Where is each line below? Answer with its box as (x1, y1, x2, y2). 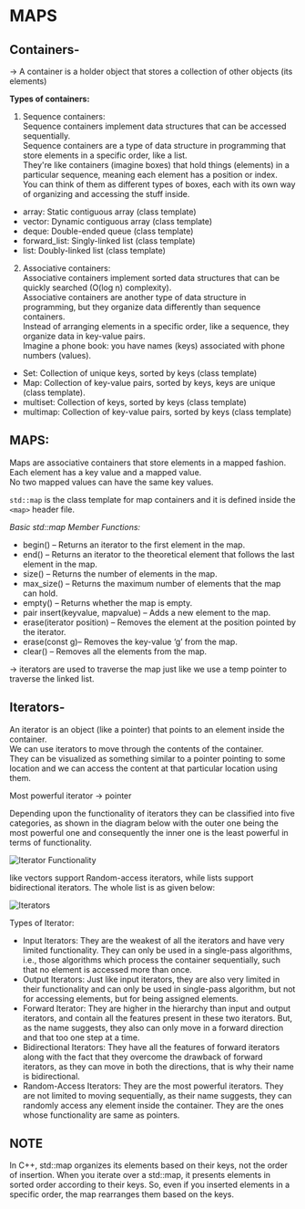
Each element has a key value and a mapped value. (9, 466, 202, 477)
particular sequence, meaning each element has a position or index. (22, 170, 278, 180)
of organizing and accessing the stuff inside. (22, 189, 190, 199)
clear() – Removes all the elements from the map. (22, 645, 208, 657)
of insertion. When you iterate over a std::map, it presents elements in (9, 1170, 271, 1181)
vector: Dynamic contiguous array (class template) (22, 216, 213, 226)
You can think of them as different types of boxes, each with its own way (22, 179, 296, 190)
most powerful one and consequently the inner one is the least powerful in (9, 827, 289, 838)
